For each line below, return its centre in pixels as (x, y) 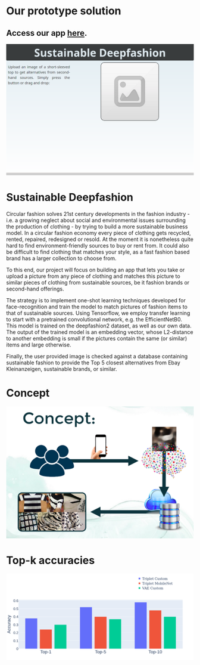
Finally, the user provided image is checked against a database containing (97, 356)
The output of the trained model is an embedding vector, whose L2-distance (100, 332)
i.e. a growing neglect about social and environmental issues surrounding (96, 220)
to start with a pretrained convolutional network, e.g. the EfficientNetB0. (94, 319)
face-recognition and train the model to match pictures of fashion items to (97, 307)
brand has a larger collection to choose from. (62, 258)
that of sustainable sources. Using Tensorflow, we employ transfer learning (98, 313)
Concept (28, 393)
